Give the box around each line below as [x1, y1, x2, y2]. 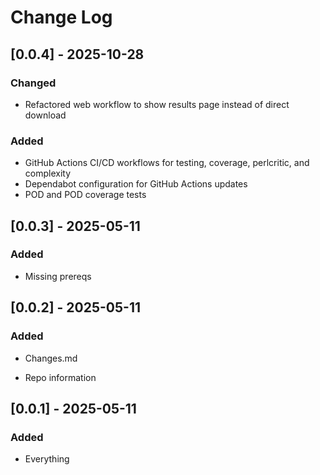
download [24, 109, 67, 121]
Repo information [24, 371, 97, 383]
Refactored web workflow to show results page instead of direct [24, 98, 290, 110]
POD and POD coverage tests [24, 189, 147, 201]
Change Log [10, 6, 113, 29]
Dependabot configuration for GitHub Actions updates [24, 178, 248, 190]
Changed [10, 76, 57, 90]
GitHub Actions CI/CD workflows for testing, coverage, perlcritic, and [24, 157, 310, 169]
